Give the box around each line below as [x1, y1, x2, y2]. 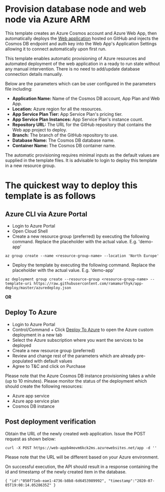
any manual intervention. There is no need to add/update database [5, 66, 140, 72]
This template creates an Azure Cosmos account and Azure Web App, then [5, 30, 157, 36]
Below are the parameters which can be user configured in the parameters [5, 80, 156, 87]
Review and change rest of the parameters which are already [12, 353, 136, 359]
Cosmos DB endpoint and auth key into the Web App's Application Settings [5, 40, 157, 46]
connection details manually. [5, 71, 63, 77]
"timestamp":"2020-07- [108, 478, 155, 483]
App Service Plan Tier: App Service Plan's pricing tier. [12, 111, 123, 117]
